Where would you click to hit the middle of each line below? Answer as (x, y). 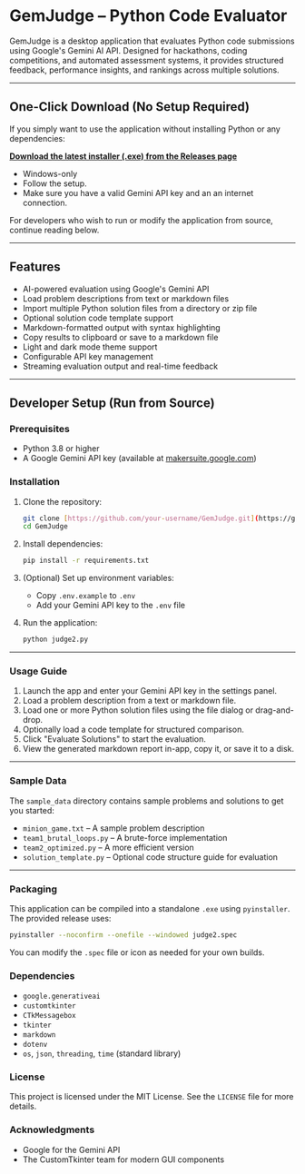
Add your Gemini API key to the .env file (111, 606)
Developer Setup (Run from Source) (112, 403)
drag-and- (275, 710)
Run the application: (60, 623)
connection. (45, 202)
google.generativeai (61, 996)
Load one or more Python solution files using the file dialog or (138, 710)
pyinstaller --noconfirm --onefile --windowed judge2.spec (123, 935)
